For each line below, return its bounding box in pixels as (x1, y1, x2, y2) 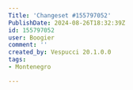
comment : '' (8, 41, 47, 49)
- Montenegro (8, 63, 51, 71)
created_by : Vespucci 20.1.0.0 (8, 48, 112, 56)
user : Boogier (8, 33, 55, 42)
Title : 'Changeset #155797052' (8, 11, 112, 20)
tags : (8, 56, 26, 64)
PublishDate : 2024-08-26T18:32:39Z (8, 19, 126, 27)
